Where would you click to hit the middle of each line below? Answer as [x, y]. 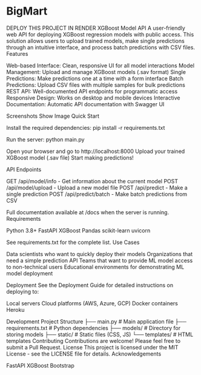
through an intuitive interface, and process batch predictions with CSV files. [101, 47]
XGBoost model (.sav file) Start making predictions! [70, 157]
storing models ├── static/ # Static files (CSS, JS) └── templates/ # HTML [100, 334]
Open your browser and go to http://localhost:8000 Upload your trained [96, 151]
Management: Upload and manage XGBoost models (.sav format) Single [96, 72]
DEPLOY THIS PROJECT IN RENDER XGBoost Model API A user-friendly [96, 28]
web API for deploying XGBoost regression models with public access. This [100, 34]
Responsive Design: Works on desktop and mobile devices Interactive [93, 98]
